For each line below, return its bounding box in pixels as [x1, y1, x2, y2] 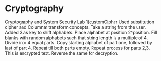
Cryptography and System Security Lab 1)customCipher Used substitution [5, 19, 154, 25]
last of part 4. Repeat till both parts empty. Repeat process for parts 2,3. [5, 45, 150, 51]
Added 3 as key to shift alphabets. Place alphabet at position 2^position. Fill [5, 29, 158, 35]
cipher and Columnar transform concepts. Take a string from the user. [5, 24, 146, 30]
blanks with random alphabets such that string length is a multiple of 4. [5, 35, 148, 41]
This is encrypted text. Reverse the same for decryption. [5, 50, 119, 56]
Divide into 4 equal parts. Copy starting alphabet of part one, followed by [5, 40, 153, 45]
